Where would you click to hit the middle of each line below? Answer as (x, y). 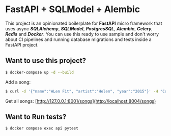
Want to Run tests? (36, 117)
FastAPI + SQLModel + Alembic (73, 9)
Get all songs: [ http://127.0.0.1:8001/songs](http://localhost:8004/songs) (81, 101)
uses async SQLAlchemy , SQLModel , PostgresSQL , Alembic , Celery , (79, 28)
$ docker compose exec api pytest (42, 128)
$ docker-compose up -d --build (39, 72)
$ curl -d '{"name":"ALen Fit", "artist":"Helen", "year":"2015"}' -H (82, 91)
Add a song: (18, 82)
